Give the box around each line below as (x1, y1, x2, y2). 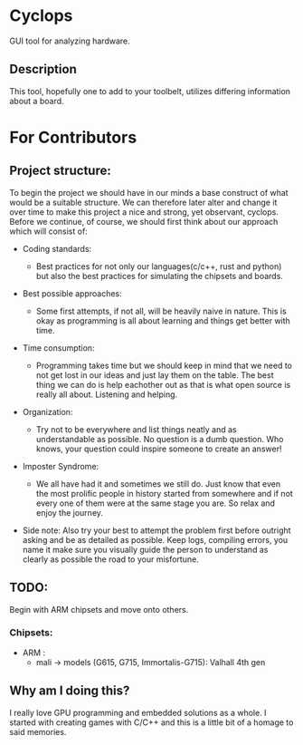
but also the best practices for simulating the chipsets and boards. (35, 270, 283, 281)
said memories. (9, 726, 67, 737)
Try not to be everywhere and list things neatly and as (35, 423, 237, 435)
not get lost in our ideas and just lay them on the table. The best (35, 369, 274, 381)
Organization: (22, 406, 73, 417)
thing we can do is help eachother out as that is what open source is (35, 379, 291, 390)
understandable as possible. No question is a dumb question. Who (35, 433, 284, 444)
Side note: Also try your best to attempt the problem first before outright (22, 525, 291, 536)
